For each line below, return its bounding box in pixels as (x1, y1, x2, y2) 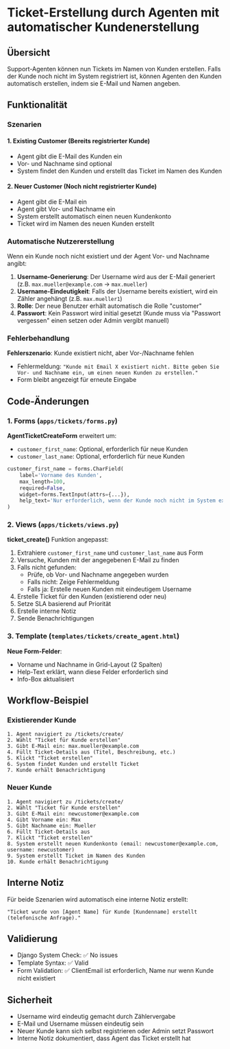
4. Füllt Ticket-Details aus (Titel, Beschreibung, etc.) (7, 749, 176, 756)
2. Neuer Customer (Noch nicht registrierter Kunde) (7, 182, 157, 191)
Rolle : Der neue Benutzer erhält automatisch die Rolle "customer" (16, 302, 202, 310)
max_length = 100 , (19, 478, 66, 485)
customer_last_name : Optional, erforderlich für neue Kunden (16, 453, 185, 460)
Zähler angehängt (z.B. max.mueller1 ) (16, 295, 123, 303)
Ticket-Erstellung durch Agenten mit (7, 5, 220, 21)
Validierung (7, 932, 58, 944)
